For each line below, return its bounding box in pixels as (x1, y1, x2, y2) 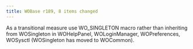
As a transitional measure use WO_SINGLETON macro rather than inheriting (6, 24, 188, 31)
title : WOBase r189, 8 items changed (6, 8, 98, 14)
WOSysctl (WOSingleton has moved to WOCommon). (6, 36, 135, 43)
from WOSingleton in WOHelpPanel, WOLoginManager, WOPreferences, (6, 30, 180, 37)
